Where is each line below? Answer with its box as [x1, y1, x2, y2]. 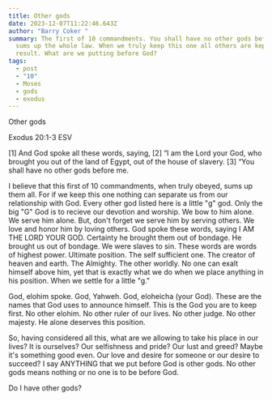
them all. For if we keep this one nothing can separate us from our [8, 190, 228, 199]
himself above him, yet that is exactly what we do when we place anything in [8, 267, 264, 277]
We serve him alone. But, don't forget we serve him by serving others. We [8, 215, 255, 225]
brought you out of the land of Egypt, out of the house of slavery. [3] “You [8, 157, 255, 167]
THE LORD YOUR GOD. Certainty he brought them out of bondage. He [8, 232, 242, 243]
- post [15, 65, 38, 73]
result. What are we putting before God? [15, 49, 158, 58]
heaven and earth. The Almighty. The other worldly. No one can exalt [8, 258, 239, 268]
